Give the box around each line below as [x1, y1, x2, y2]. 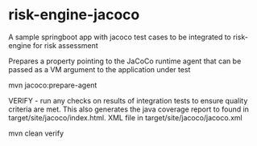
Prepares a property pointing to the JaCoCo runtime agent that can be [8, 56, 242, 66]
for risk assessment [32, 40, 98, 50]
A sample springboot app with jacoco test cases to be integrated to [8, 32, 232, 42]
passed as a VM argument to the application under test [8, 64, 191, 74]
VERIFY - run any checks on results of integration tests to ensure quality [8, 95, 248, 105]
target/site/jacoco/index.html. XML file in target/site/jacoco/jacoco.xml [8, 112, 243, 122]
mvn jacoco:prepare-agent [8, 80, 97, 90]
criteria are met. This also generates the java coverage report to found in [8, 104, 250, 114]
